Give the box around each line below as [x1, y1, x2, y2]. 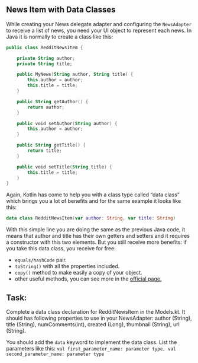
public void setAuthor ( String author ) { [17, 120, 118, 126]
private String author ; [17, 55, 76, 61]
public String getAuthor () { [17, 98, 89, 104]
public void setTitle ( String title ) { [17, 164, 112, 170]
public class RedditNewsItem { [6, 44, 83, 50]
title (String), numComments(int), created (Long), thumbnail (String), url [6, 321, 180, 328]
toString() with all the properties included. [14, 263, 120, 270]
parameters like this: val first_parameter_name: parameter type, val [6, 345, 176, 352]
